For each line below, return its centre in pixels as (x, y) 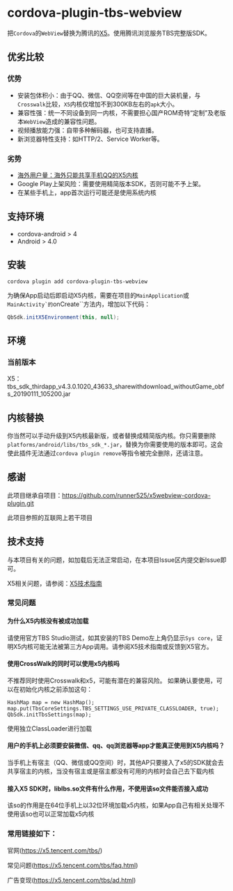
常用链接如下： (32, 834)
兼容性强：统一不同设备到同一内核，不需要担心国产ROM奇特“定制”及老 (119, 112)
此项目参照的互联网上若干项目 (50, 517)
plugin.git (21, 503)
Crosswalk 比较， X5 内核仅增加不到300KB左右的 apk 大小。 (98, 104)
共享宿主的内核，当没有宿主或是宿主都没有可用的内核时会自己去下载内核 (111, 771)
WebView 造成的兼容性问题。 (62, 121)
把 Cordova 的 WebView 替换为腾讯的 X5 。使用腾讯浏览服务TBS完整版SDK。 (109, 33)
